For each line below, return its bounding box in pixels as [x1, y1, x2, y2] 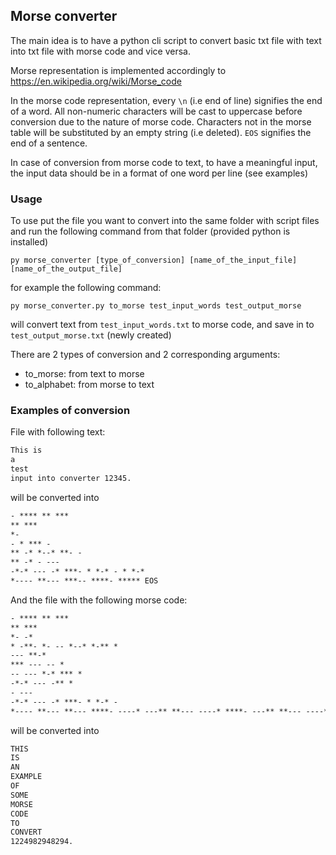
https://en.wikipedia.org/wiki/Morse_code [10, 75, 182, 87]
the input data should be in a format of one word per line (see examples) [10, 167, 308, 179]
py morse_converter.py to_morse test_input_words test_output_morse [10, 301, 302, 311]
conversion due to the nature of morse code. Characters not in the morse [10, 115, 312, 128]
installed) [10, 236, 49, 248]
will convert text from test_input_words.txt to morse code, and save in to [10, 319, 315, 331]
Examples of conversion [10, 404, 131, 418]
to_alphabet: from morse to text [24, 379, 155, 391]
